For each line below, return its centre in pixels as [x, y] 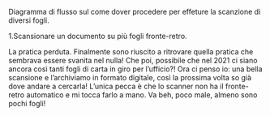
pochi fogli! [27, 103]
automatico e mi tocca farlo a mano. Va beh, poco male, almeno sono [142, 95]
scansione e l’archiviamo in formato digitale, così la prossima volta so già [130, 77]
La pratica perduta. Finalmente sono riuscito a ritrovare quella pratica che [131, 52]
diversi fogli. [29, 20]
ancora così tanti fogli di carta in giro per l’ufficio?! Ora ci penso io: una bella [135, 69]
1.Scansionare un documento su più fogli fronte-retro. [98, 36]
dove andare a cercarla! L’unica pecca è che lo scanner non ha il [116, 86]
